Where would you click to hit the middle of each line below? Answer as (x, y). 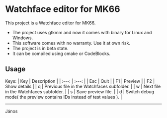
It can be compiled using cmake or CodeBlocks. (61, 54)
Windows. (23, 38)
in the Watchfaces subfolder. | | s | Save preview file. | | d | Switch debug (80, 91)
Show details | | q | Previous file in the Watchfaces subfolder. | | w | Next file (83, 86)
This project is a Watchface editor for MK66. (50, 23)
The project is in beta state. (40, 48)
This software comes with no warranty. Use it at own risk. (71, 43)
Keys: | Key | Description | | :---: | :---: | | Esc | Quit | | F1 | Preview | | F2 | (80, 81)
